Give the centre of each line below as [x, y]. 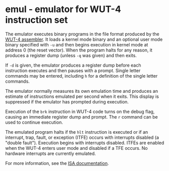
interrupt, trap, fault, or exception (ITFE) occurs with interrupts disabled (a [82, 137]
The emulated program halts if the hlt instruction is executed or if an [77, 132]
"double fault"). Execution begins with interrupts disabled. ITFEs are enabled [85, 143]
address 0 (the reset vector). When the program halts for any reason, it [79, 50]
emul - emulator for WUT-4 [63, 9]
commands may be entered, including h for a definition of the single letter [81, 76]
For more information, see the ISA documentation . [57, 163]
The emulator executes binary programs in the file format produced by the [82, 34]
